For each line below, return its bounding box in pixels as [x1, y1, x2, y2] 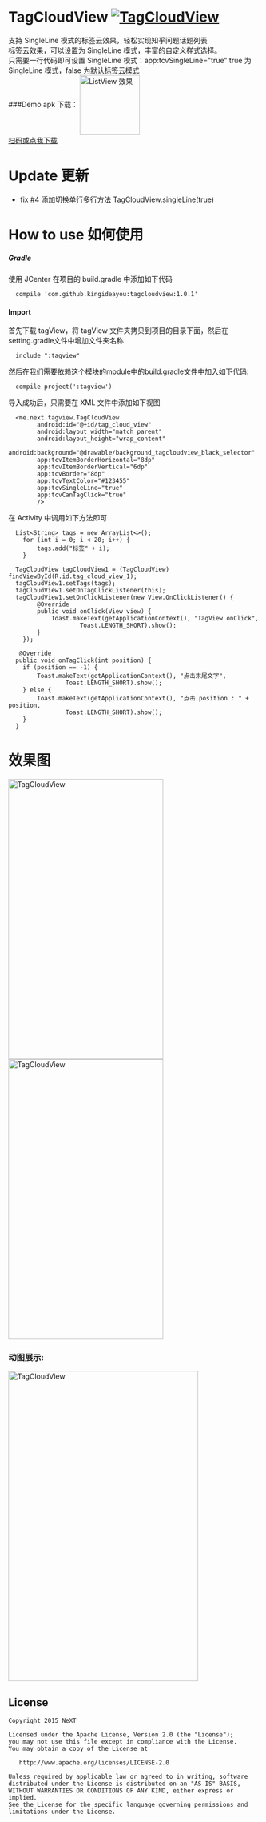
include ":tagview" [15, 352, 81, 360]
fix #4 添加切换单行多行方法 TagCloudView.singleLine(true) [19, 195, 214, 204]
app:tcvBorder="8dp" [37, 470, 105, 478]
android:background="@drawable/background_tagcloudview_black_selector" [8, 449, 256, 457]
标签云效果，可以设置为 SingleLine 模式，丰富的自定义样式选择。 [8, 45, 222, 55]
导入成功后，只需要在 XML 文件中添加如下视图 [8, 398, 161, 407]
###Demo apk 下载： [8, 99, 78, 109]
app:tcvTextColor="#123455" [37, 477, 130, 485]
